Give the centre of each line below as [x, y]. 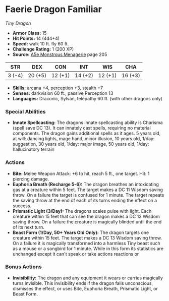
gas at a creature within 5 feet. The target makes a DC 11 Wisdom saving [88, 190]
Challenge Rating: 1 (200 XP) [43, 49]
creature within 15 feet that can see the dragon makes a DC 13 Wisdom [86, 216]
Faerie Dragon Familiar [53, 9]
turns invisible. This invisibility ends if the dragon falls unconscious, [82, 283]
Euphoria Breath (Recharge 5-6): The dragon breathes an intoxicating [86, 184]
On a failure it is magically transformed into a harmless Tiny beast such [86, 243]
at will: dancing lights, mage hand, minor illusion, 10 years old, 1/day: [83, 139]
